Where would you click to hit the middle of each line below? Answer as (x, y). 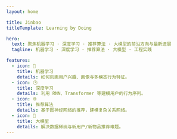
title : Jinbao (24, 22)
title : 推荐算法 (35, 105)
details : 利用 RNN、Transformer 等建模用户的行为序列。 (81, 94)
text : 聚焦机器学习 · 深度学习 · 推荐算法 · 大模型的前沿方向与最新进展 (91, 44)
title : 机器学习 (35, 71)
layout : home (22, 12)
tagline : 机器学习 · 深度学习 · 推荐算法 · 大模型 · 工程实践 (82, 50)
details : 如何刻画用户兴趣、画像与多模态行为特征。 (73, 77)
